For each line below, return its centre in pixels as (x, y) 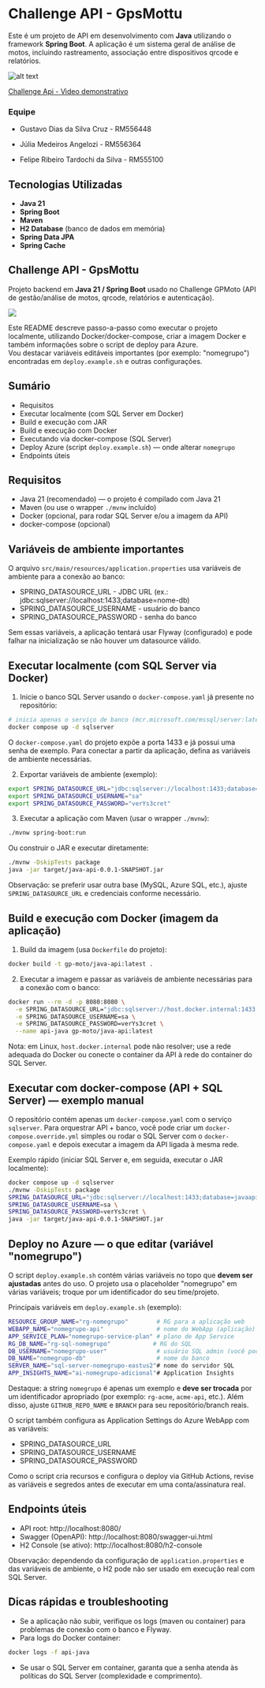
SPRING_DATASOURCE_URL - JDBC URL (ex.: (94, 592)
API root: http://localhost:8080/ (70, 1528)
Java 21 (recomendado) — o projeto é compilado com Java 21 (120, 499)
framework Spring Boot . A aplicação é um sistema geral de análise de (122, 43)
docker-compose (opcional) (65, 524)
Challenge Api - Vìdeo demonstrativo (68, 91)
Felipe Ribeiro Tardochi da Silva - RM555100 (91, 159)
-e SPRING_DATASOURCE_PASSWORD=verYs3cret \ (90, 1024)
